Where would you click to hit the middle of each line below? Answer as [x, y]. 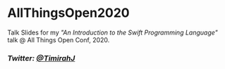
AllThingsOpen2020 [68, 13]
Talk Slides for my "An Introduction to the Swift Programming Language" [113, 32]
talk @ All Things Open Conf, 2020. [59, 39]
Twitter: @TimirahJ [41, 58]
